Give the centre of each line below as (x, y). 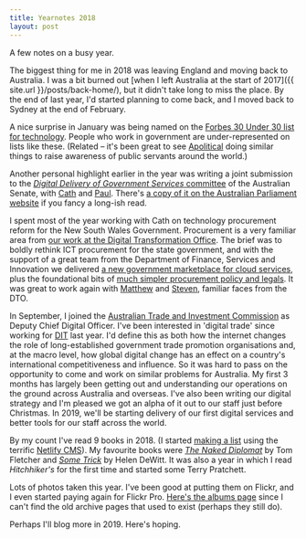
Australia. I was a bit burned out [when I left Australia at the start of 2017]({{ (152, 79)
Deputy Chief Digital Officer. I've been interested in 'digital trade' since (142, 325)
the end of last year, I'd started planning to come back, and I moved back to (152, 99)
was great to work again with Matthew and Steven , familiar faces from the (148, 288)
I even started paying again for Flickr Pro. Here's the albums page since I (146, 497)
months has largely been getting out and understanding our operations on (148, 384)
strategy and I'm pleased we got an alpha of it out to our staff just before (146, 403)
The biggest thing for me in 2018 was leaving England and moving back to (149, 70)
